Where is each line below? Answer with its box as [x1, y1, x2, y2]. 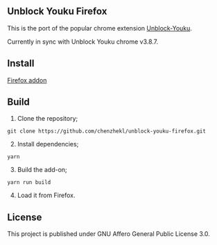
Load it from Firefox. [17, 191, 76, 200]
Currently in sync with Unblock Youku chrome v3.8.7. [7, 37, 159, 46]
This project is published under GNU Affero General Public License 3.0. [7, 230, 210, 238]
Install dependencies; [17, 140, 79, 149]
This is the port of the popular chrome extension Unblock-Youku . [7, 24, 193, 32]
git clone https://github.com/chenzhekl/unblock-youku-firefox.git [7, 128, 207, 135]
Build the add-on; [17, 166, 67, 174]
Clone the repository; [17, 115, 78, 123]
